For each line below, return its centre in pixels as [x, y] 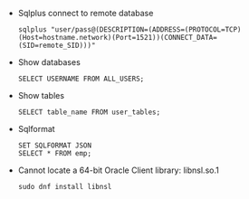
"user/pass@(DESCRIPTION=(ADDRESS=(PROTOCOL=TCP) [146, 30]
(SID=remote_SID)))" [57, 45]
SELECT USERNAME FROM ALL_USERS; [81, 79]
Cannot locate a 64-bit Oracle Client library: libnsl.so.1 [118, 170]
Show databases [49, 62]
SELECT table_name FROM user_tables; [89, 112]
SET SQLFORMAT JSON [55, 146]
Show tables [41, 95]
